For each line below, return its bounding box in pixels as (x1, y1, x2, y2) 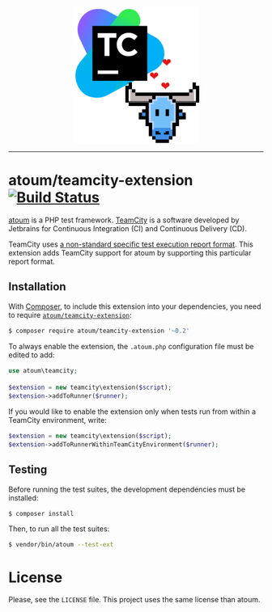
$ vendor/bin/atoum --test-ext (8, 541, 114, 549)
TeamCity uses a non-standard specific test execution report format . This (8, 239, 253, 249)
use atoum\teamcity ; (8, 366, 79, 374)
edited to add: (8, 350, 55, 360)
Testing (8, 463, 48, 477)
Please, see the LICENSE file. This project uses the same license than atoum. (8, 595, 261, 605)
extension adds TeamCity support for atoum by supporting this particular (8, 247, 252, 257)
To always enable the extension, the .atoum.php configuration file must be (8, 341, 254, 351)
